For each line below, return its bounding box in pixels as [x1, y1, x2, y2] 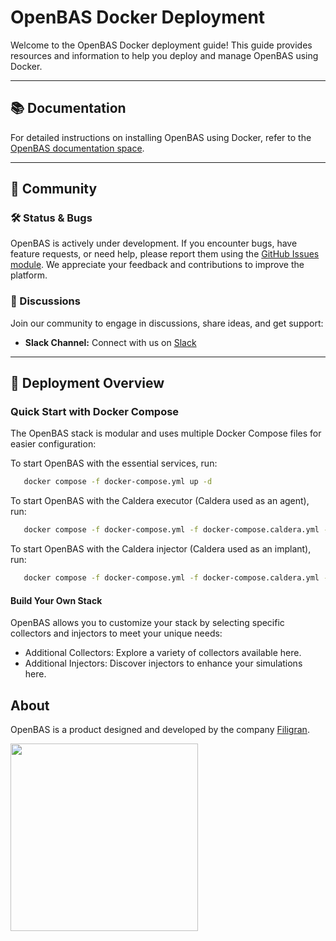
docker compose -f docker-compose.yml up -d [23, 477, 213, 487]
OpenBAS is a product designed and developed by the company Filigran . [10, 724, 310, 736]
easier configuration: [10, 438, 97, 450]
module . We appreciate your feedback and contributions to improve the [10, 259, 305, 271]
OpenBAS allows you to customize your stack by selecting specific [10, 617, 285, 629]
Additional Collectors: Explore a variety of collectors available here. [24, 647, 302, 659]
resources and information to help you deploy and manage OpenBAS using [10, 49, 319, 61]
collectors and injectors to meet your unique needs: [10, 627, 223, 640]
